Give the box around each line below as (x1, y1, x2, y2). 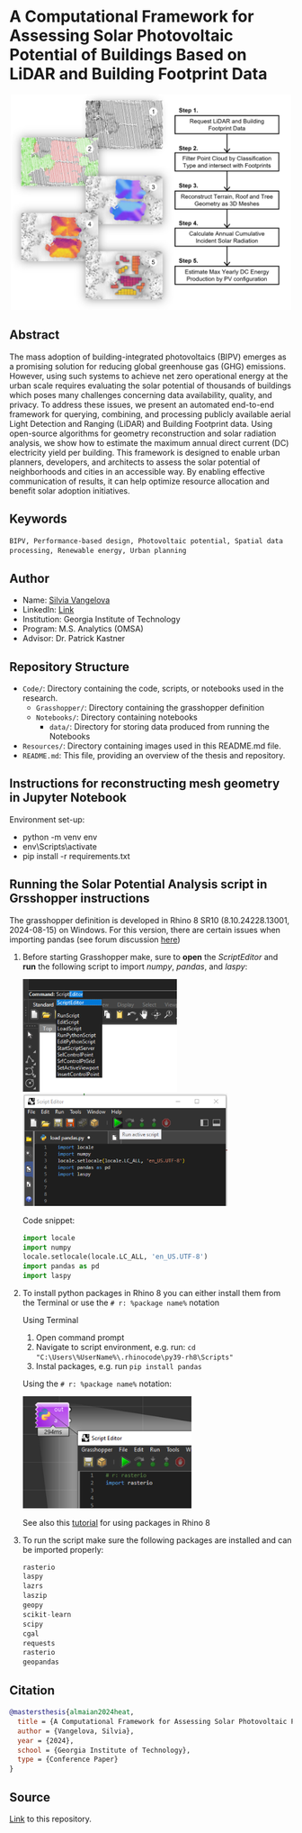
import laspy (22, 1272, 72, 1281)
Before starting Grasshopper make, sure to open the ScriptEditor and (22, 951, 279, 962)
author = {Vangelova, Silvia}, (17, 1727, 135, 1736)
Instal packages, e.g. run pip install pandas (35, 1361, 202, 1371)
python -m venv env (22, 831, 97, 842)
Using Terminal (22, 1315, 79, 1325)
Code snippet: (22, 1214, 75, 1226)
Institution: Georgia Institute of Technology (22, 614, 182, 625)
